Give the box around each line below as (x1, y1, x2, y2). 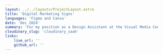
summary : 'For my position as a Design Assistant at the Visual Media (5, 25, 151, 30)
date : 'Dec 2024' (5, 20, 40, 25)
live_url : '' (14, 38, 40, 43)
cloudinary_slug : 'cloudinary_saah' (5, 29, 79, 34)
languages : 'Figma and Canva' (5, 16, 66, 21)
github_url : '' (14, 43, 45, 47)
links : (5, 34, 18, 39)
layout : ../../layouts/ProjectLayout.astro (5, 7, 95, 12)
